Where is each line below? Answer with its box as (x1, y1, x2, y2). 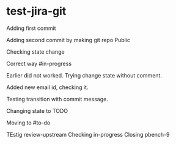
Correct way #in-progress (6, 60, 72, 67)
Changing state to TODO (6, 107, 68, 114)
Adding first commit (6, 24, 56, 32)
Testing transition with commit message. (6, 95, 108, 103)
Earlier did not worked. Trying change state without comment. (6, 71, 162, 79)
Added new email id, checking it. (6, 84, 89, 91)
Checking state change (6, 48, 65, 56)
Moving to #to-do (6, 119, 51, 126)
